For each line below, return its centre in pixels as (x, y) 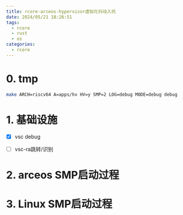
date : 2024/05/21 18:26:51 (39, 17)
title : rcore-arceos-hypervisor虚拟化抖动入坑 (61, 11)
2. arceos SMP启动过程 (63, 175)
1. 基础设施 (32, 120)
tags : (13, 22)
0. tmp (22, 78)
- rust (19, 33)
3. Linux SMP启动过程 (59, 204)
